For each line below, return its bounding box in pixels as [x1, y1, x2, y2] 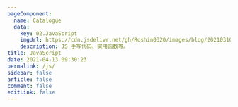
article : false [7, 75, 52, 83]
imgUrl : [20, 37, 42, 44]
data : [13, 23, 30, 30]
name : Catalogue [13, 17, 62, 24]
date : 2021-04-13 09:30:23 [7, 56, 87, 63]
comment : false [7, 82, 52, 89]
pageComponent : [7, 10, 52, 18]
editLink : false [7, 89, 55, 96]
